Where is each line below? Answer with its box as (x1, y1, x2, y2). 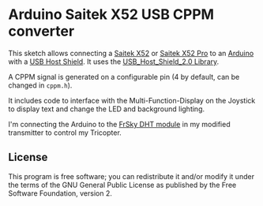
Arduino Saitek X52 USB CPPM (8, 6, 215, 24)
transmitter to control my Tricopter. (8, 128, 122, 137)
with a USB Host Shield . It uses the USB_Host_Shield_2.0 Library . (8, 57, 220, 66)
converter (8, 22, 75, 40)
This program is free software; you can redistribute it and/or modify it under (8, 171, 255, 181)
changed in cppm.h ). (8, 81, 73, 90)
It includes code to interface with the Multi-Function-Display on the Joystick (8, 96, 256, 105)
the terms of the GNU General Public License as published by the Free (8, 180, 237, 189)
